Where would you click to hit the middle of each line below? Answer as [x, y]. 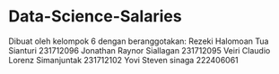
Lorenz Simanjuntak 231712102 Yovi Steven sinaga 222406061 [123, 60]
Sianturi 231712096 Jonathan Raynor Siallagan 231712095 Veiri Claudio [139, 50]
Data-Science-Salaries [95, 16]
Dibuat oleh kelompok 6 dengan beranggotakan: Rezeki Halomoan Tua [139, 41]
